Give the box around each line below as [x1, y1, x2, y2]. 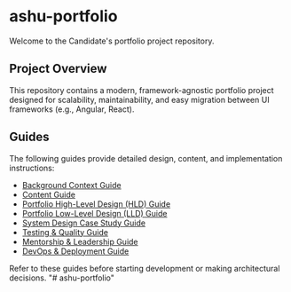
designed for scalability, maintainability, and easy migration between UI [9, 94, 270, 105]
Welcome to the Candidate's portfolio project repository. [9, 36, 215, 46]
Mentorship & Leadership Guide [21, 236, 139, 247]
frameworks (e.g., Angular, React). [9, 104, 135, 114]
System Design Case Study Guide [21, 217, 146, 228]
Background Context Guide [21, 179, 122, 190]
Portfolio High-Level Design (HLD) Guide [21, 198, 171, 209]
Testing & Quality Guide [21, 226, 109, 237]
